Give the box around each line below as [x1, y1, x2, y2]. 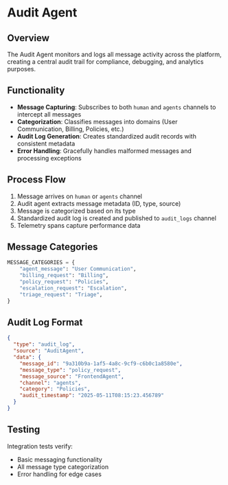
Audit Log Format [7, 316, 83, 328]
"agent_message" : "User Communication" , [19, 265, 137, 272]
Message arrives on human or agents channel [16, 192, 143, 200]
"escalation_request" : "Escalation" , [19, 285, 128, 292]
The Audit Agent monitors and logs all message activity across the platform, [7, 50, 222, 58]
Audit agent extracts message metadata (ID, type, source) [16, 199, 181, 207]
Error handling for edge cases [16, 470, 102, 478]
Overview [7, 32, 50, 44]
